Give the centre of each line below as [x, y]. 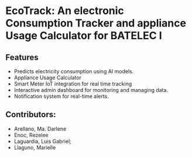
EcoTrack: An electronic [65, 11]
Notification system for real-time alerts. [61, 96]
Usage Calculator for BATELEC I [84, 36]
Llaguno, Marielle [35, 147]
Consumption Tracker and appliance [96, 23]
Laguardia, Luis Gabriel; [42, 141]
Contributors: [31, 115]
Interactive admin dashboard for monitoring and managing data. [91, 90]
